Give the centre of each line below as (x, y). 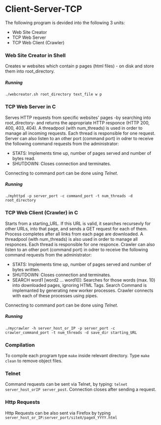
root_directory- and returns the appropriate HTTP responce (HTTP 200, (77, 123)
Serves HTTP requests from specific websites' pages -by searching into (78, 117)
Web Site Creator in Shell (35, 55)
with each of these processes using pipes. (55, 295)
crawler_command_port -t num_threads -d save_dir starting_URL (71, 333)
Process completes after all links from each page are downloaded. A (74, 234)
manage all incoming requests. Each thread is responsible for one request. (80, 133)
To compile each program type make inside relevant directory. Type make (77, 356)
